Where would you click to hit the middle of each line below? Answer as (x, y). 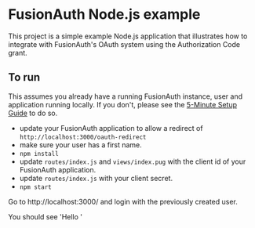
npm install (39, 154)
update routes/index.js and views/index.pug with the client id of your (133, 161)
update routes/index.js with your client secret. (96, 178)
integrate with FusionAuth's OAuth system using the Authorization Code (124, 44)
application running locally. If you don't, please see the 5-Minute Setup (123, 104)
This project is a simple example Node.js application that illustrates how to (128, 36)
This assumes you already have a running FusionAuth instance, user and (126, 96)
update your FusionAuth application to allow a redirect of (111, 128)
